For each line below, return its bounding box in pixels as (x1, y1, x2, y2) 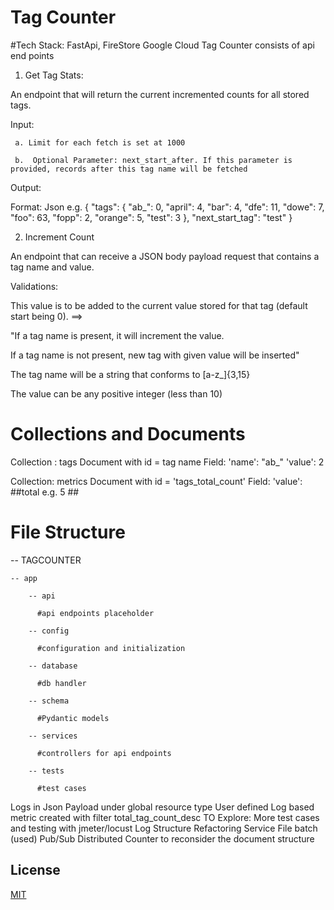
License (10, 862, 61, 879)
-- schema (28, 696, 70, 706)
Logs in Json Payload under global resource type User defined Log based (10, 801, 315, 813)
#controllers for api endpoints (36, 748, 172, 758)
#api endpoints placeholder (36, 608, 155, 618)
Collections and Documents (10, 423, 246, 446)
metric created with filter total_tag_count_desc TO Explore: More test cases (10, 811, 320, 823)
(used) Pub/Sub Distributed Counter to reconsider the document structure (10, 832, 315, 845)
